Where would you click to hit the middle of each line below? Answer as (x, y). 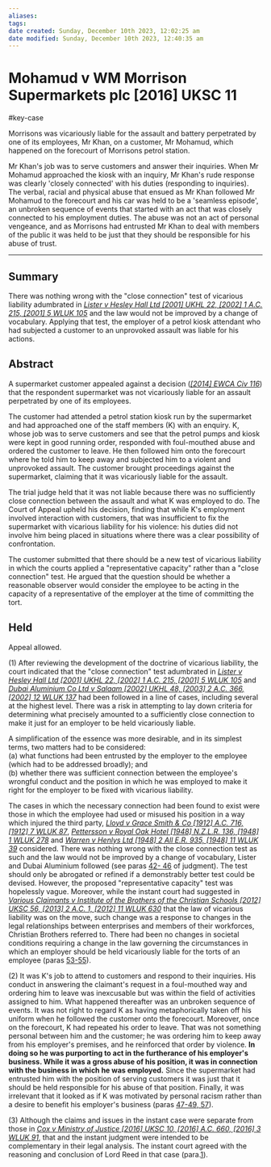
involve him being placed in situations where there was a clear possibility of (134, 535)
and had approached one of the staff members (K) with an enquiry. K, (124, 425)
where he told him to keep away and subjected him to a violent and (120, 459)
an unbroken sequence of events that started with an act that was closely (130, 209)
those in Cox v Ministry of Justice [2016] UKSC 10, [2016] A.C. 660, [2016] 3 (135, 1128)
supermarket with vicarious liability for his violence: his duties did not (123, 527)
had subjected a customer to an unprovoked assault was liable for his (124, 330)
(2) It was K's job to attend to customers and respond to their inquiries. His (132, 976)
